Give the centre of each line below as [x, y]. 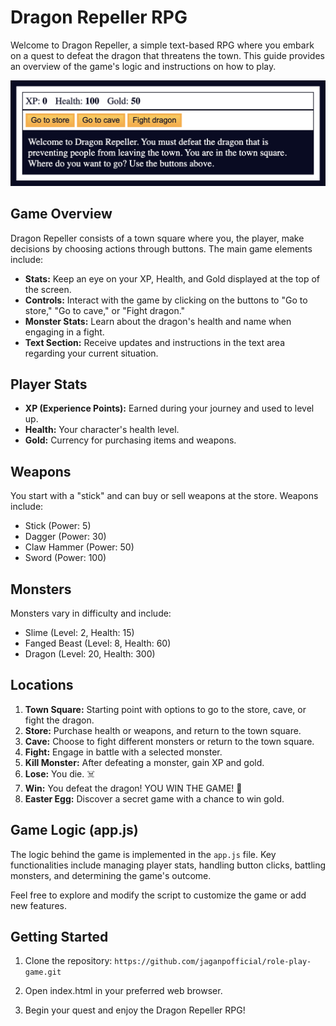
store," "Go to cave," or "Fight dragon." [105, 310]
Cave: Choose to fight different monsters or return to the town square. [169, 741]
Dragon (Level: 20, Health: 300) [90, 654]
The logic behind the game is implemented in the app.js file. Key [143, 854]
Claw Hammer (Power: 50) [79, 547]
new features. [38, 905]
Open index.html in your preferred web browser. [123, 991]
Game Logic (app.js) [74, 830]
